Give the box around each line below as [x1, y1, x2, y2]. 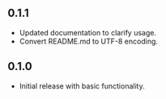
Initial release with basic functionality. [19, 80, 145, 91]
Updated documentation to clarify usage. [19, 27, 157, 37]
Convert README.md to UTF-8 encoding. [19, 36, 159, 46]
